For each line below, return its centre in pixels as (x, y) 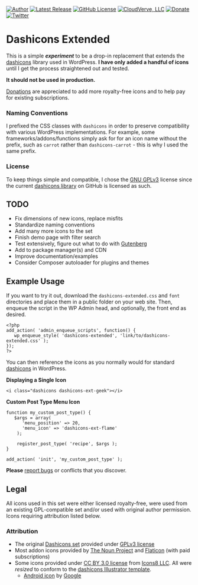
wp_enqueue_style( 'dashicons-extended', (66, 336)
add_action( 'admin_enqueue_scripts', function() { (71, 331)
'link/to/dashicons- (145, 336)
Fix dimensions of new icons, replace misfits (69, 219)
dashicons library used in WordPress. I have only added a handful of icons (98, 62)
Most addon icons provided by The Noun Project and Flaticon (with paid (102, 551)
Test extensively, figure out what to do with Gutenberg (81, 244)
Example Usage (35, 281)
